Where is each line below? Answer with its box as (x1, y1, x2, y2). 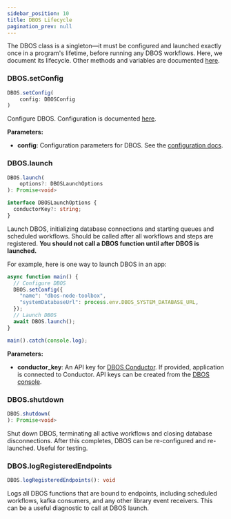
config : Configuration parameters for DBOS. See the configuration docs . (17, 141, 223, 150)
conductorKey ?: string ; (13, 206, 81, 213)
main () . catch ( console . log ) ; (7, 337, 88, 344)
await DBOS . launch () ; (13, 318, 76, 325)
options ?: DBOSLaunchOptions (19, 181, 103, 187)
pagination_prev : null (7, 23, 72, 30)
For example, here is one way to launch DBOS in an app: (7, 260, 167, 268)
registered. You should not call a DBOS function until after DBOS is (7, 239, 200, 247)
